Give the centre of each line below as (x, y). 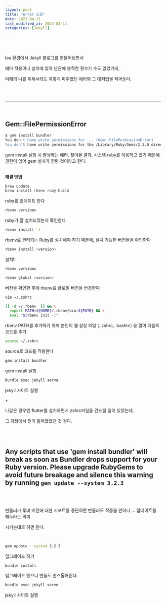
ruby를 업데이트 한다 (25, 201)
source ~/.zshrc (22, 341)
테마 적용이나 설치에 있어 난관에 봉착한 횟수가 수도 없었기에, (62, 68)
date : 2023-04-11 (23, 19)
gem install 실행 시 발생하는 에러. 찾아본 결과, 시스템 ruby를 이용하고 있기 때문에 (83, 155)
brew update (17, 186)
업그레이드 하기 (20, 556)
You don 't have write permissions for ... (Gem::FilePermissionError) (79, 140)
